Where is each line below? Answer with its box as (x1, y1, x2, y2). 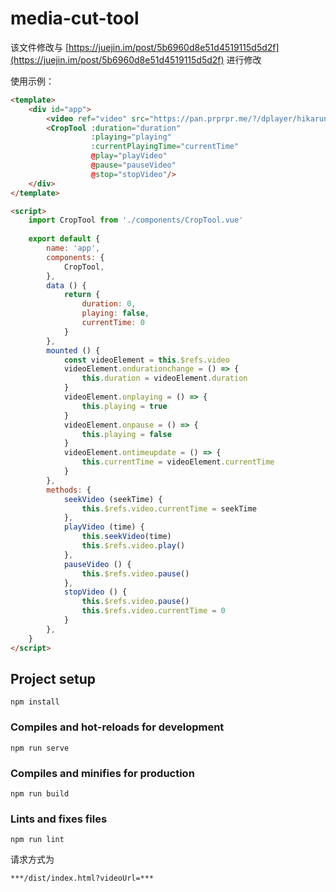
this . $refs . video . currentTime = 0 (81, 606, 226, 616)
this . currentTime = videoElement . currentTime (81, 457, 275, 467)
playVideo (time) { (63, 522, 145, 532)
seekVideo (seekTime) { (63, 494, 163, 504)
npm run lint (10, 835, 65, 845)
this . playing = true (81, 401, 168, 411)
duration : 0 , (81, 299, 137, 309)
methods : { (46, 485, 92, 495)
